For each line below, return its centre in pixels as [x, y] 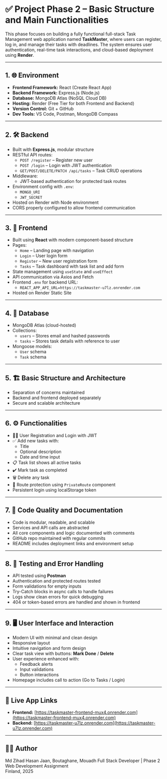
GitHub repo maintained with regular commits [59, 538]
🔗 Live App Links [31, 701]
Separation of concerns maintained [48, 392]
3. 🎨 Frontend [26, 228]
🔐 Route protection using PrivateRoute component [64, 484]
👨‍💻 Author [21, 749]
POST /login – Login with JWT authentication [66, 165]
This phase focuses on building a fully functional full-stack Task [71, 34]
